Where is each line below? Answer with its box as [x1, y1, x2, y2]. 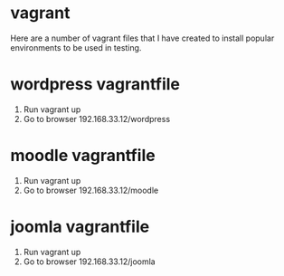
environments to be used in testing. [10, 42, 142, 52]
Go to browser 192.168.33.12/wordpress [23, 113, 171, 124]
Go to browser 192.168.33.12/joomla [23, 256, 156, 267]
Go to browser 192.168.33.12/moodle [23, 185, 159, 195]
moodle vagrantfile [10, 146, 156, 166]
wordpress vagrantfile [10, 74, 180, 95]
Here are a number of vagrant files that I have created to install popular [10, 33, 275, 43]
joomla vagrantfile [10, 216, 150, 237]
